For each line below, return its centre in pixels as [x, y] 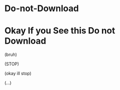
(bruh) [11, 54]
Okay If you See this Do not [60, 31]
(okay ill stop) [18, 73]
